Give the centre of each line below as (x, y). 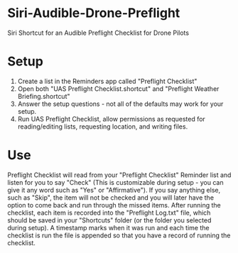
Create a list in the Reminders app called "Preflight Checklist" (107, 81)
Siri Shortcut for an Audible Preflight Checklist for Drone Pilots (98, 33)
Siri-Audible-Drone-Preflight (94, 13)
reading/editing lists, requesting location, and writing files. (103, 126)
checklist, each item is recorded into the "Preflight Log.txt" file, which (109, 212)
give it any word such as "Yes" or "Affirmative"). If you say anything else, (114, 190)
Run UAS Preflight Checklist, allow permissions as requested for (112, 119)
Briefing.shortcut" (44, 96)
